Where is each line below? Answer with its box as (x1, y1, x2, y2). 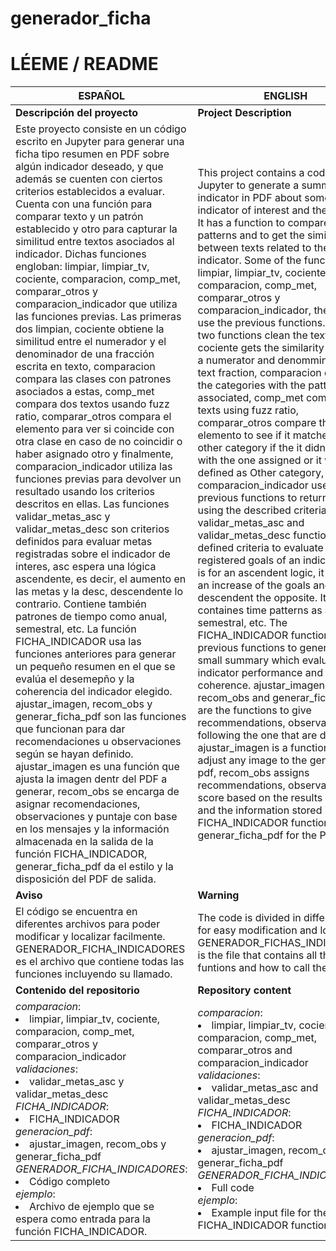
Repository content (197, 983, 292, 997)
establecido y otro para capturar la (15, 222, 178, 236)
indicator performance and (197, 666, 323, 680)
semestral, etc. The (197, 616, 288, 630)
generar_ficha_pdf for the (197, 828, 318, 842)
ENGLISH (263, 89, 308, 103)
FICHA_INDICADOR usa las (15, 635, 142, 649)
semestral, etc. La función (15, 622, 137, 636)
